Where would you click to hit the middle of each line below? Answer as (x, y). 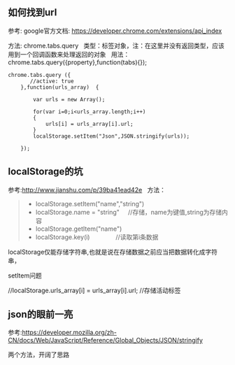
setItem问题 (25, 275)
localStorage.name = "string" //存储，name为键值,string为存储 (129, 212)
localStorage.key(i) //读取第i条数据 (97, 237)
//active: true (52, 81)
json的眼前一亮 (41, 314)
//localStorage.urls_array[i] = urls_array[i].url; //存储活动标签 (94, 290)
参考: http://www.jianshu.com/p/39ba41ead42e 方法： (87, 189)
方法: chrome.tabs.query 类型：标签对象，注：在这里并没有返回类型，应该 (116, 45)
